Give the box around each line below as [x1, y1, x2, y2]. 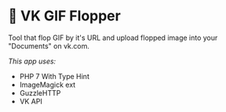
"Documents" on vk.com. [8, 41, 90, 50]
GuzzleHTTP [19, 88, 61, 97]
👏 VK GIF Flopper [8, 7, 122, 25]
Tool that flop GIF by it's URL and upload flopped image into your [8, 33, 218, 42]
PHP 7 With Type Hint [19, 71, 90, 81]
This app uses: [8, 56, 56, 66]
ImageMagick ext [19, 80, 76, 89]
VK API [19, 96, 43, 106]
